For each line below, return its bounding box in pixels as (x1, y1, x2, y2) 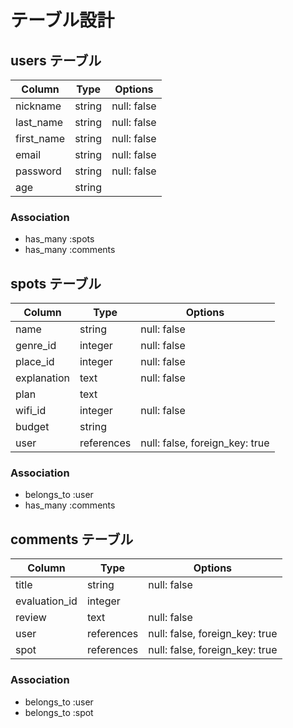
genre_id (15, 339, 57, 353)
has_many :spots (24, 233, 95, 245)
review (15, 611, 47, 625)
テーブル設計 (10, 9, 115, 32)
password (15, 164, 62, 178)
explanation (15, 371, 70, 385)
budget (15, 420, 50, 434)
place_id (15, 355, 55, 369)
